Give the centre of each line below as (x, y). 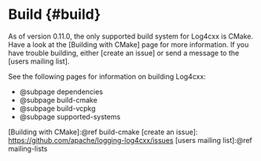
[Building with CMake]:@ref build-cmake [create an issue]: (103, 132)
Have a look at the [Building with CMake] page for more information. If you (129, 44)
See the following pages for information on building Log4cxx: (107, 76)
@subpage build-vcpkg (57, 108)
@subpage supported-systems (70, 116)
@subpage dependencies (61, 91)
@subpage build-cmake (59, 100)
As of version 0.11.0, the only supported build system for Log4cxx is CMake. (131, 36)
